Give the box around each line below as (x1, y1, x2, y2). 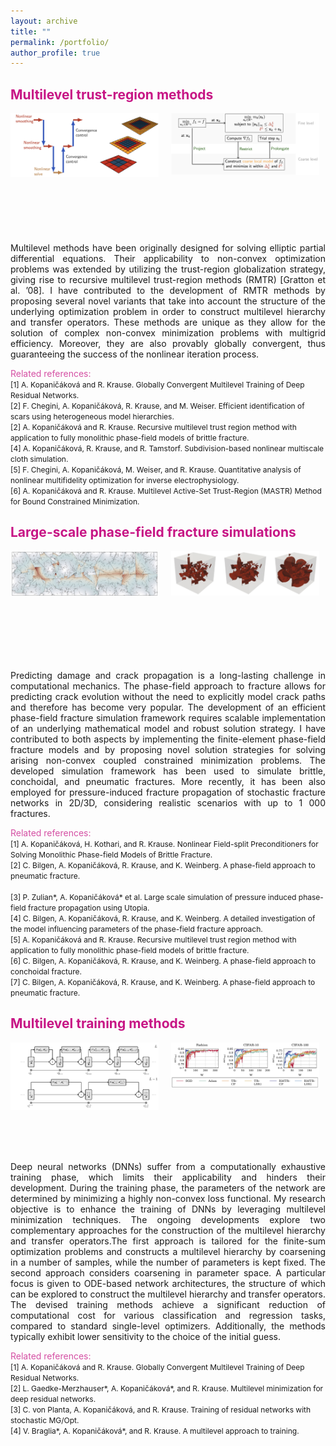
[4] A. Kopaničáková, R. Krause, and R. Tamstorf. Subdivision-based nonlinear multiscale (10, 443, 325, 454)
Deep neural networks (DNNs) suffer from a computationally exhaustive (10, 1160, 326, 1172)
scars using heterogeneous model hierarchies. (10, 411, 175, 422)
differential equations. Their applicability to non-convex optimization (10, 253, 326, 265)
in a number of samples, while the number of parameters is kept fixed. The (10, 1256, 326, 1268)
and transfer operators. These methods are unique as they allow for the (10, 316, 326, 329)
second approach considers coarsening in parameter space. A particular (10, 1266, 326, 1279)
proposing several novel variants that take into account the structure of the (10, 295, 326, 307)
